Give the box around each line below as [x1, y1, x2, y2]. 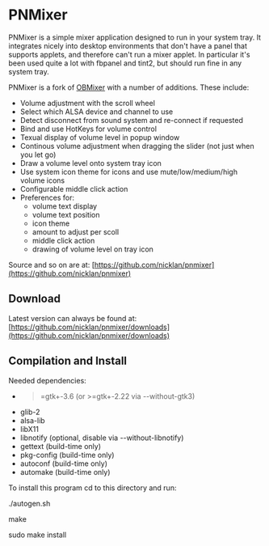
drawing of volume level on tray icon [32, 244, 153, 254]
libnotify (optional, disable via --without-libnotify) [19, 433, 184, 442]
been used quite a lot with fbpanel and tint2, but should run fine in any [8, 58, 242, 68]
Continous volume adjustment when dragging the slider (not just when [19, 141, 254, 150]
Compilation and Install [8, 354, 128, 368]
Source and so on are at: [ [8, 260, 95, 269]
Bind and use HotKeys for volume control [19, 124, 158, 133]
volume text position [32, 210, 100, 219]
